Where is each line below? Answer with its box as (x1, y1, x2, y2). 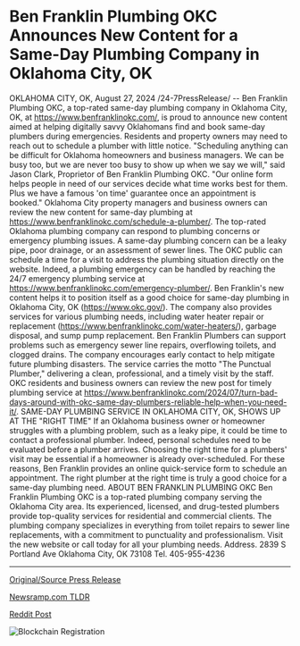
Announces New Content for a (9, 25, 238, 46)
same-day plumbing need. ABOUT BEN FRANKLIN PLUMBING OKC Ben (9, 482, 273, 492)
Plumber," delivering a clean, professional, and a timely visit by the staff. (9, 368, 274, 379)
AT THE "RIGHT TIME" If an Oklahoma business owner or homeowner (9, 415, 266, 426)
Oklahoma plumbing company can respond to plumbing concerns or (9, 225, 261, 236)
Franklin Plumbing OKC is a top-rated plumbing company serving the (9, 491, 262, 502)
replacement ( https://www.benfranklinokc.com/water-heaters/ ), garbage (9, 320, 277, 331)
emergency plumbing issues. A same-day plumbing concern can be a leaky (9, 235, 287, 246)
